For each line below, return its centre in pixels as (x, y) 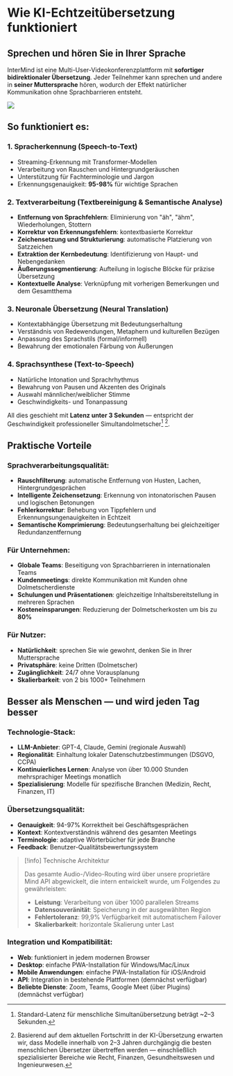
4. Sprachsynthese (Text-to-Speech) (71, 364)
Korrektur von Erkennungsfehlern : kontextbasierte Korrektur (105, 231)
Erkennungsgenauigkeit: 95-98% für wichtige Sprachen (97, 184)
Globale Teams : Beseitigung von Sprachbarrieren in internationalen (113, 565)
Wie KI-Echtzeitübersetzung (91, 13)
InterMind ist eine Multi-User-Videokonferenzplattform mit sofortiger (106, 70)
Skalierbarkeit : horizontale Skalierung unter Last (104, 924)
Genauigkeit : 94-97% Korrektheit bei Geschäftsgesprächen (103, 824)
